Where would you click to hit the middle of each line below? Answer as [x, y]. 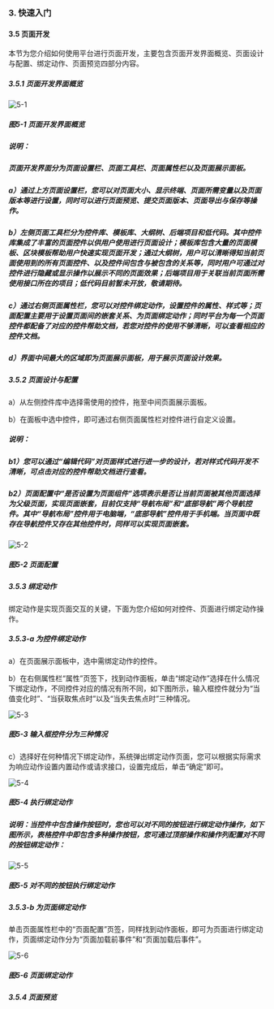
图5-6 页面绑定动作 [41, 975]
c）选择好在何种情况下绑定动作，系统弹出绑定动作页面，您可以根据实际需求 [135, 756]
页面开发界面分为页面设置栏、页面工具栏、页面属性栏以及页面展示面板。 [129, 168]
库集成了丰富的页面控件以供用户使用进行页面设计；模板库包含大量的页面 [129, 243]
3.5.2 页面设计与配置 [43, 380]
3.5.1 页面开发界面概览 [46, 84]
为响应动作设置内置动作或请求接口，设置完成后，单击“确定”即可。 [118, 766]
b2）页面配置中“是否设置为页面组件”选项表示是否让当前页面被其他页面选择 [134, 494]
